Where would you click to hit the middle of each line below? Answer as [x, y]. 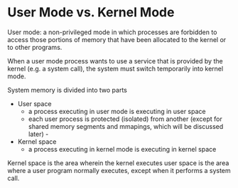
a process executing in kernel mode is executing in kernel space [122, 149]
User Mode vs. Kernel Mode [91, 12]
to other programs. [35, 47]
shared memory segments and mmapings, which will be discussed [126, 126]
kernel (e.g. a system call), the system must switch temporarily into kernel [115, 68]
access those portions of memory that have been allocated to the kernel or [117, 39]
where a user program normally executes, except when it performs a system [119, 170]
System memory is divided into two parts [67, 90]
